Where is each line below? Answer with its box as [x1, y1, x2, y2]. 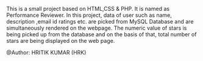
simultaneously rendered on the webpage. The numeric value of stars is [6, 24, 187, 31]
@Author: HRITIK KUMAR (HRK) [6, 49, 87, 56]
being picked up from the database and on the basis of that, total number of [6, 31, 197, 38]
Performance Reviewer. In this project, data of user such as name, [6, 11, 173, 19]
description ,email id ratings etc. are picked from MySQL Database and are [6, 18, 194, 25]
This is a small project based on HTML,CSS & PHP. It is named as [6, 5, 169, 12]
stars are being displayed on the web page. [6, 37, 115, 44]
